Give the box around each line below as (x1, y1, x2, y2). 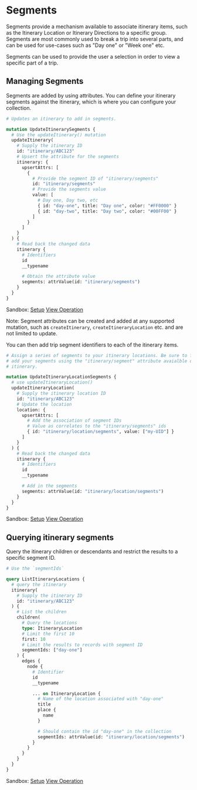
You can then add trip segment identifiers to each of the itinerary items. (6, 341, 179, 348)
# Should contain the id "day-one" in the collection (37, 728, 172, 734)
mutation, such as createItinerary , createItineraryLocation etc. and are (6, 324, 184, 331)
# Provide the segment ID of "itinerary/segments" (32, 176, 159, 181)
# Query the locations (21, 620, 77, 626)
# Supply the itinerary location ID (16, 391, 107, 396)
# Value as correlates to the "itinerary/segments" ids (27, 423, 167, 429)
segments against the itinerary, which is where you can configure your (6, 98, 176, 105)
